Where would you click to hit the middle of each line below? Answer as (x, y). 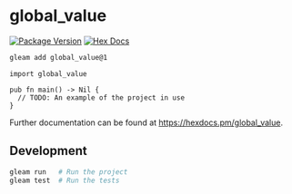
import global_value (49, 73)
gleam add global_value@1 (58, 57)
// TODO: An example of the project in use (101, 97)
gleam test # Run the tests (65, 180)
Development (49, 151)
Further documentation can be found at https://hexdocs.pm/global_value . (146, 122)
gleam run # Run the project (69, 172)
